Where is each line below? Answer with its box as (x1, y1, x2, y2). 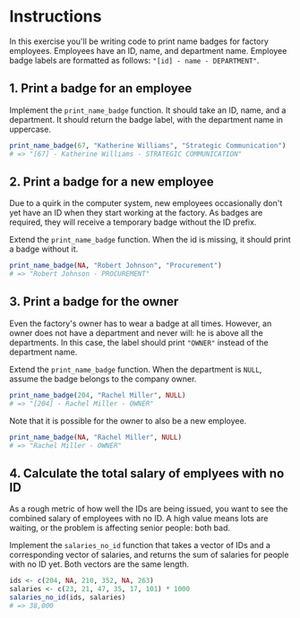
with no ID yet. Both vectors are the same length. (9, 559, 190, 570)
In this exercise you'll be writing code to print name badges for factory (9, 36, 269, 47)
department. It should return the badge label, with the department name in (9, 114, 284, 124)
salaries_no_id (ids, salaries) (9, 593, 126, 602)
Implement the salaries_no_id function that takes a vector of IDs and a (9, 540, 271, 551)
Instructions (9, 6, 102, 27)
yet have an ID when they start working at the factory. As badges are (9, 208, 263, 219)
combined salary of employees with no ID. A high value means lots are (9, 513, 269, 524)
